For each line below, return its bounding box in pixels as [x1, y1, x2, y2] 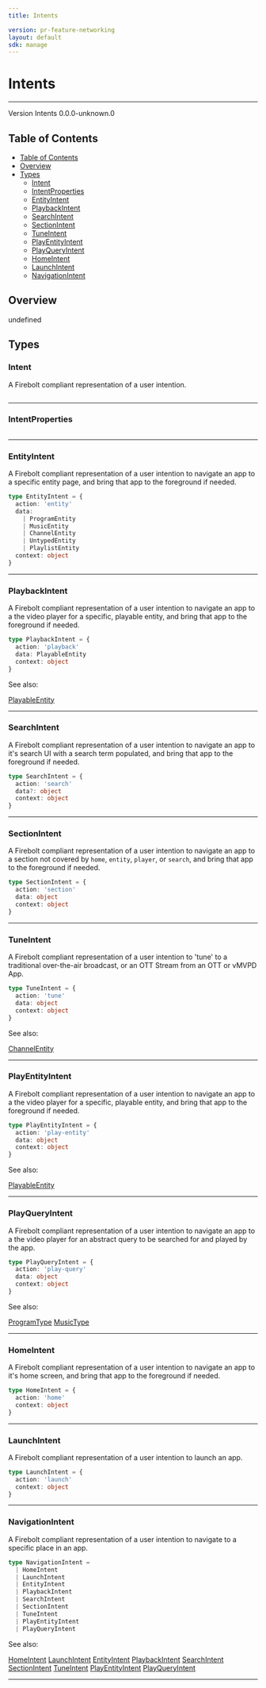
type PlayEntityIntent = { [8, 1121, 97, 1129]
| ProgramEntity [22, 514, 77, 522]
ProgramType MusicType [8, 1317, 89, 1327]
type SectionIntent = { [8, 878, 87, 886]
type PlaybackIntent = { [8, 636, 90, 644]
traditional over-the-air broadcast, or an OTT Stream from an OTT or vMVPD [8, 961, 257, 970]
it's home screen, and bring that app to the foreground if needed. [8, 1371, 221, 1381]
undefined [8, 314, 42, 324]
